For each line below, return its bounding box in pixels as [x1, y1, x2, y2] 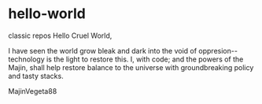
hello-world [8, 5, 87, 23]
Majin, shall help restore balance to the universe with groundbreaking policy [8, 62, 254, 72]
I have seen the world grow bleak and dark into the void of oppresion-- [8, 46, 238, 55]
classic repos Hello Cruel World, [8, 31, 113, 40]
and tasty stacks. [8, 71, 65, 80]
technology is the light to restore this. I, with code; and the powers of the [8, 54, 244, 64]
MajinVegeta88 [8, 86, 57, 95]
